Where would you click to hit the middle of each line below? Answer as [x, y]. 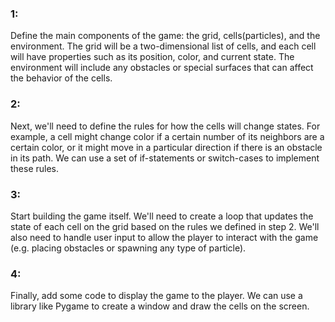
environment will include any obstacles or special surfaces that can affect [162, 68]
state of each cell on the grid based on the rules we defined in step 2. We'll [165, 226]
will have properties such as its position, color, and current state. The [152, 57]
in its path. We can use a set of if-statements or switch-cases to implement [165, 158]
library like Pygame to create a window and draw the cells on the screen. [160, 306]
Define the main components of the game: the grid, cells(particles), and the [165, 36]
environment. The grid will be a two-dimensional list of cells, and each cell [163, 46]
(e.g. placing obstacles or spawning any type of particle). [128, 248]
